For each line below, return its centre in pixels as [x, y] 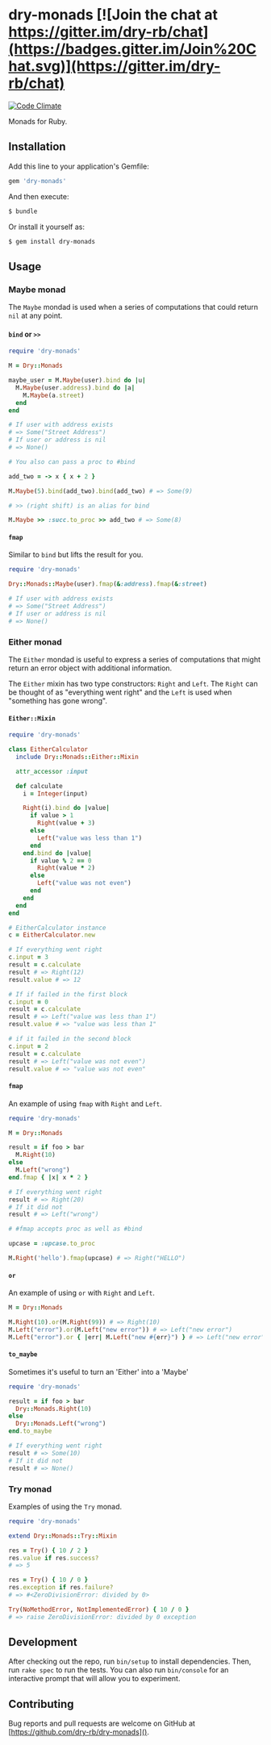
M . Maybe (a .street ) [54, 395]
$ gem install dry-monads [52, 241]
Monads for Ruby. [38, 121]
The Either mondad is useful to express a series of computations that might [134, 660]
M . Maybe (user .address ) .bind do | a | [75, 388]
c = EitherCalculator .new [52, 935]
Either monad [35, 641]
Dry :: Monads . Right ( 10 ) [54, 1409]
